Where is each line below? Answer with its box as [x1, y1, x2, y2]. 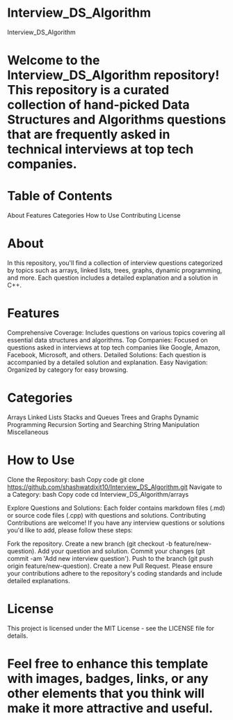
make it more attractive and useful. [7, 700, 214, 716]
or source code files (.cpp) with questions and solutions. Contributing [7, 511, 207, 519]
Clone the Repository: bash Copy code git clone [7, 475, 145, 483]
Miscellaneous [7, 428, 49, 436]
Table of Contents [7, 188, 113, 204]
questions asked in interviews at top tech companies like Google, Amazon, [7, 343, 220, 352]
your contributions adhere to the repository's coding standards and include [7, 569, 223, 577]
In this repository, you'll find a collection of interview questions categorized [7, 259, 223, 267]
